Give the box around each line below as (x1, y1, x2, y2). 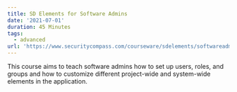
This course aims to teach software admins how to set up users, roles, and (7, 63, 224, 70)
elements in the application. (7, 77, 88, 85)
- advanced (13, 37, 46, 44)
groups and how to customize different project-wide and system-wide (7, 70, 211, 78)
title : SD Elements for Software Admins (7, 10, 128, 18)
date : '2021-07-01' (7, 17, 65, 24)
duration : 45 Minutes (7, 23, 71, 30)
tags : (7, 29, 23, 37)
